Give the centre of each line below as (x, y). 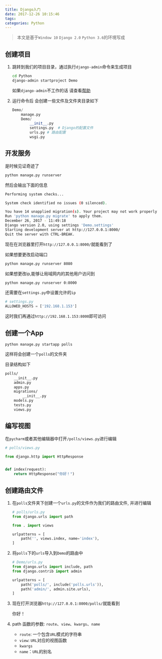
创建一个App (24, 333)
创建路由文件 (24, 490)
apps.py (21, 387)
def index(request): (26, 470)
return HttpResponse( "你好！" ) (44, 474)
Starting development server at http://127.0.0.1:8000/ (63, 230)
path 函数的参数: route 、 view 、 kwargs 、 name (56, 624)
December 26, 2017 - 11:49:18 (36, 221)
